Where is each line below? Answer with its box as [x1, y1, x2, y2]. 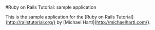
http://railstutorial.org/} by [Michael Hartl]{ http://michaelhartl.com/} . [7, 19, 151, 25]
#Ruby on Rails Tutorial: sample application [5, 4, 96, 10]
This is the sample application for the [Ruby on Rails [5, 14, 115, 19]
